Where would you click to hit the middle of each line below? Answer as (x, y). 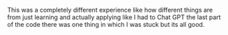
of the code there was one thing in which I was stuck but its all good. (106, 24)
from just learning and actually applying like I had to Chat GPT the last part (114, 17)
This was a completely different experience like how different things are (110, 10)
